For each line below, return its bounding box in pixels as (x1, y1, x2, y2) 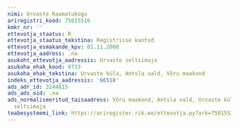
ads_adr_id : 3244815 (7, 83, 69, 90)
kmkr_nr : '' (7, 23, 43, 31)
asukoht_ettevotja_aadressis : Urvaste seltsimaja (7, 57, 158, 64)
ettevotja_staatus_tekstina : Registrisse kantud (7, 37, 154, 44)
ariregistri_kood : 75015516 (7, 17, 91, 24)
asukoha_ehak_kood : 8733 (7, 63, 81, 70)
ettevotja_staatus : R (7, 30, 72, 38)
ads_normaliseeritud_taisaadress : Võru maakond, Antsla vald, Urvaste (7, 97, 221, 104)
